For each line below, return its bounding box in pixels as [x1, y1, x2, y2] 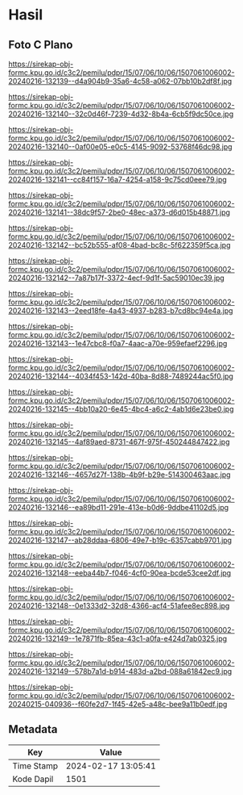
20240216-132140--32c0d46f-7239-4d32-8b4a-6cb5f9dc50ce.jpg [8, 109, 234, 119]
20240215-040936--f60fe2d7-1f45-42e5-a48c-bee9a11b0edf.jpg [8, 700, 228, 709]
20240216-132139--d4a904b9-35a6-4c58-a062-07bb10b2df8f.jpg [8, 77, 233, 86]
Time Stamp [12, 760, 59, 772]
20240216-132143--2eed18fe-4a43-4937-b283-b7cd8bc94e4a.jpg [8, 306, 233, 316]
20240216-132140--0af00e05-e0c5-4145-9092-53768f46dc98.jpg [8, 142, 233, 151]
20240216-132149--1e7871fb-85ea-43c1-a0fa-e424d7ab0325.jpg [8, 634, 228, 643]
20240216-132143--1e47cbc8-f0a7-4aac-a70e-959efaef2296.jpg [8, 339, 228, 348]
